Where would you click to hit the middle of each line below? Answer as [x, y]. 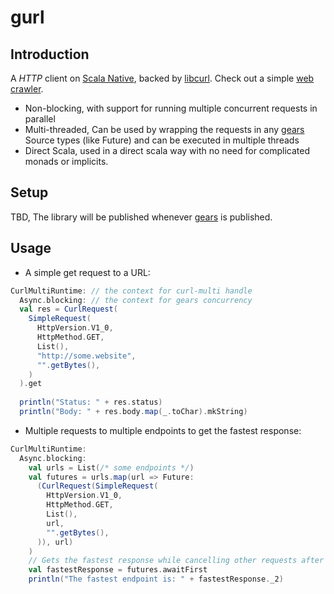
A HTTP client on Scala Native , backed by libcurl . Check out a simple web [162, 78]
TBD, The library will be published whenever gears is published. [141, 217]
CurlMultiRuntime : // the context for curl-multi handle [131, 291]
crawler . [27, 89]
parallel [40, 119]
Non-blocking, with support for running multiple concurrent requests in [171, 108]
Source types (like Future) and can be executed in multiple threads [162, 140]
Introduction [50, 54]
